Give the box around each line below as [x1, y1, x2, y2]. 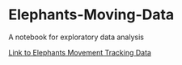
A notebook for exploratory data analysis [8, 32, 144, 42]
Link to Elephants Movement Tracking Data [8, 47, 152, 57]
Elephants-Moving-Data [8, 6, 175, 24]
